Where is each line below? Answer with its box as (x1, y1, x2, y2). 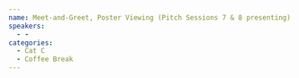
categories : (8, 38, 53, 48)
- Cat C (16, 47, 46, 56)
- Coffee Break (16, 55, 74, 64)
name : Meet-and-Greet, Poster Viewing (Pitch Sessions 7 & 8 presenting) (8, 13, 292, 22)
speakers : (8, 22, 46, 30)
